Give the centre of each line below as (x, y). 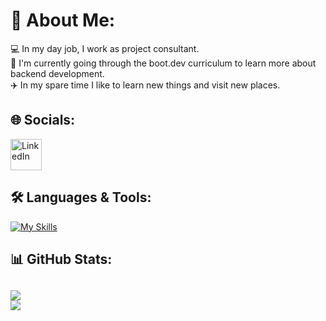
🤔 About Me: (63, 20)
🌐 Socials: (43, 120)
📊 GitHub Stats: (61, 259)
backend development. (57, 73)
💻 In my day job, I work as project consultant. (105, 48)
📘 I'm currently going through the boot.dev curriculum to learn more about (163, 63)
